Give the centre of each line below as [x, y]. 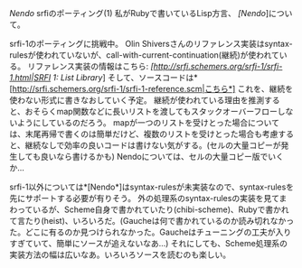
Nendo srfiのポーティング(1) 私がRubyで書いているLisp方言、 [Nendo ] [139, 13]
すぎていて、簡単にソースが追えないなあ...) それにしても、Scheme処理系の [148, 243]
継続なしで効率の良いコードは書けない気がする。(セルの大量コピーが [153, 145]
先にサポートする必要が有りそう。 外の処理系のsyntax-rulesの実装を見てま [148, 198]
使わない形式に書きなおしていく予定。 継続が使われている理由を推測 [137, 100]
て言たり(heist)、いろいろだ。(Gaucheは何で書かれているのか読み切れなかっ [152, 221]
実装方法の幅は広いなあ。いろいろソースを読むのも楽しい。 [120, 254]
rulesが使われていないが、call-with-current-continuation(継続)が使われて [145, 55]
